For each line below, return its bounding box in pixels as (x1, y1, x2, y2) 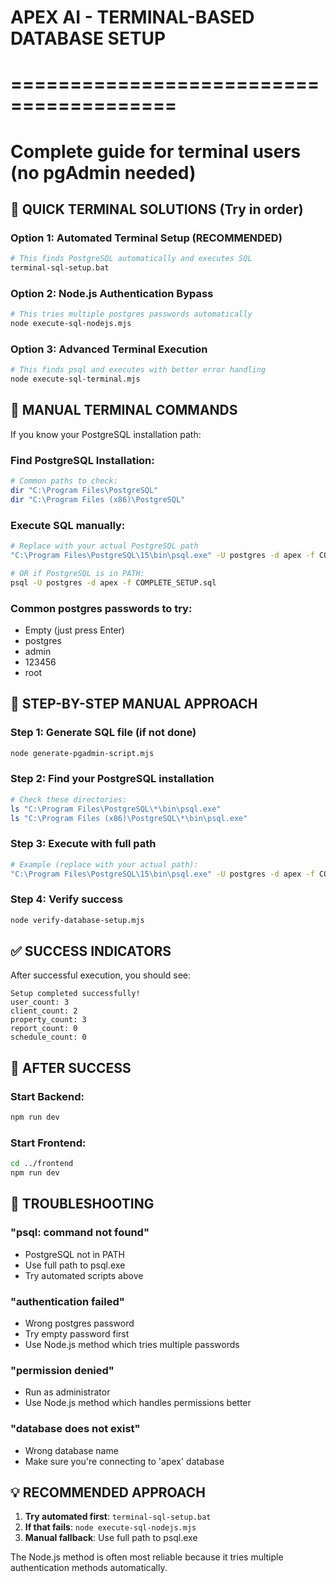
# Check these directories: (10, 794, 128, 805)
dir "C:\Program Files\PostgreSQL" (10, 486, 159, 496)
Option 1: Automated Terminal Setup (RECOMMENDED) (10, 231, 283, 245)
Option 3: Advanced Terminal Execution (10, 342, 208, 356)
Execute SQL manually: (10, 518, 126, 532)
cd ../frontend (10, 1159, 74, 1169)
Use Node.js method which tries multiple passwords (24, 1339, 240, 1351)
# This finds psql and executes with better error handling (10, 365, 267, 375)
